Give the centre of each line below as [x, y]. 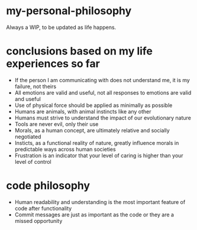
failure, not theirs [35, 86]
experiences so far [53, 64]
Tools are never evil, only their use [56, 124]
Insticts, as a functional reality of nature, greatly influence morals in [97, 142]
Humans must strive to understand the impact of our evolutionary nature [103, 118]
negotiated [28, 137]
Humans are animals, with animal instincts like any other [83, 111]
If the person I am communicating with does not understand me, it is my [102, 80]
